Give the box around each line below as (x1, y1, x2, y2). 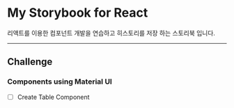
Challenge (7, 56, 53, 68)
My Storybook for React (7, 5, 148, 21)
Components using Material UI (7, 77, 113, 86)
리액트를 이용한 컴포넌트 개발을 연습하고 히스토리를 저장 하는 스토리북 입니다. (7, 29, 216, 37)
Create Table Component (17, 93, 90, 101)
